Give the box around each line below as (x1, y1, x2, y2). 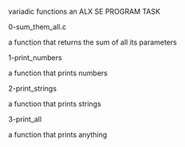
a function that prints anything (8, 130, 108, 139)
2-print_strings (8, 83, 57, 93)
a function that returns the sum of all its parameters (8, 37, 177, 47)
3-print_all (8, 114, 42, 124)
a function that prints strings (8, 99, 101, 108)
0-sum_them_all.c (8, 22, 66, 31)
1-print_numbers (8, 53, 62, 62)
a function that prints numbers (8, 68, 108, 78)
